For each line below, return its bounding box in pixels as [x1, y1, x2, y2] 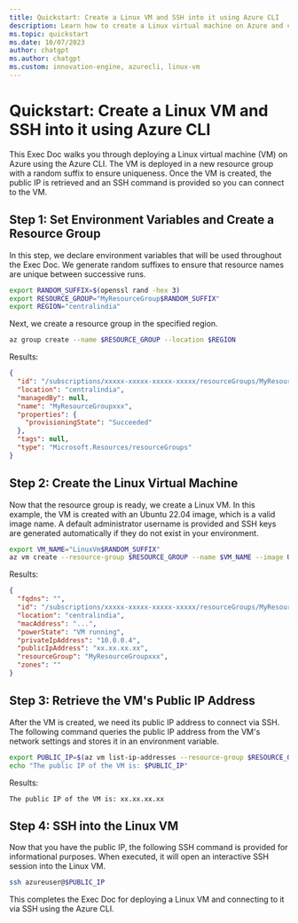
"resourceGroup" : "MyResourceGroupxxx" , [17, 652, 169, 661]
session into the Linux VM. [9, 861, 106, 872]
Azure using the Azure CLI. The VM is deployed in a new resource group [9, 158, 273, 169]
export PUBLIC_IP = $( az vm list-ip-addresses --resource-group [9, 753, 244, 761]
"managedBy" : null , [17, 393, 90, 402]
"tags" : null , [17, 435, 69, 444]
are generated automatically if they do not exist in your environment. [9, 527, 259, 538]
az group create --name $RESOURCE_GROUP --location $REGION [9, 335, 237, 344]
